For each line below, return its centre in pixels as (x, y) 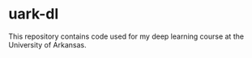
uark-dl (34, 14)
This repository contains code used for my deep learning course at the (126, 36)
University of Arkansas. (47, 44)
